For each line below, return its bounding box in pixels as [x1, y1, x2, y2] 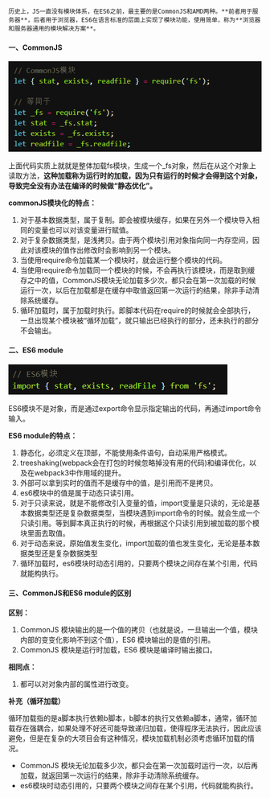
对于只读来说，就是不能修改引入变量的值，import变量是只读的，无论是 [19, 498, 253, 508]
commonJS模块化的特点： [8, 198, 97, 208]
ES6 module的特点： [8, 430, 78, 440]
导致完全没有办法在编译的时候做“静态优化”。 [8, 180, 157, 191]
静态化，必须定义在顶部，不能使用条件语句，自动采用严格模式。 [19, 447, 231, 457]
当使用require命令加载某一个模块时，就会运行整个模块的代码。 [19, 255, 227, 265]
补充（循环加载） [8, 697, 65, 706]
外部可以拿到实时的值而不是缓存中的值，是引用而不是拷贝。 [19, 478, 218, 487]
